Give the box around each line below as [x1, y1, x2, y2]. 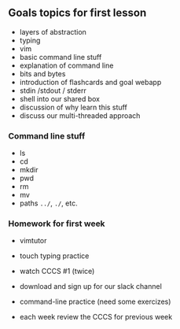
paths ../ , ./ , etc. [19, 198, 78, 208]
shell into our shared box [19, 94, 101, 103]
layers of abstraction [19, 27, 86, 36]
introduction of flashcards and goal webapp [19, 77, 162, 87]
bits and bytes [19, 68, 66, 78]
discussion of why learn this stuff [19, 102, 127, 112]
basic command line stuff [19, 52, 102, 61]
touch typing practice [19, 251, 90, 261]
